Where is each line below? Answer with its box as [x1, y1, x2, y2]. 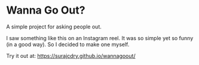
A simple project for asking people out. [6, 23, 102, 30]
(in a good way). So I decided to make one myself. [6, 41, 130, 48]
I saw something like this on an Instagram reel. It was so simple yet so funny [6, 34, 194, 41]
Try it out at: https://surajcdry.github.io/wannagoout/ [6, 52, 136, 59]
